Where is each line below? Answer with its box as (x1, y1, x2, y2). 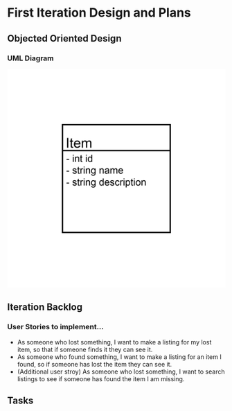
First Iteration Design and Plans (7, 5, 192, 21)
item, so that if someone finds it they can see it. (17, 345, 153, 353)
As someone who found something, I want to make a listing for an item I (17, 352, 222, 361)
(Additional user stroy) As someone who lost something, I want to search (17, 367, 225, 376)
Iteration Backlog (7, 301, 83, 313)
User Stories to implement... (7, 322, 104, 332)
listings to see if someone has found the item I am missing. (17, 374, 185, 383)
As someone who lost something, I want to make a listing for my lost (17, 338, 212, 346)
